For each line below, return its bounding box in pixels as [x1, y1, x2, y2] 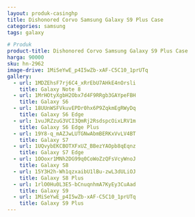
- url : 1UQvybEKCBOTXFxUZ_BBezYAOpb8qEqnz [13, 143, 136, 150]
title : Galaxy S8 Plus [19, 175, 84, 182]
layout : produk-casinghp [7, 10, 78, 17]
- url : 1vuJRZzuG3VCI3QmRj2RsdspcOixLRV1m [13, 117, 136, 124]
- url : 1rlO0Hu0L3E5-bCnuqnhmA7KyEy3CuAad [13, 181, 136, 188]
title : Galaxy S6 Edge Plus [19, 124, 99, 130]
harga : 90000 [7, 54, 44, 61]
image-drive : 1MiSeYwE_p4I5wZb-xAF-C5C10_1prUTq [7, 66, 148, 74]
